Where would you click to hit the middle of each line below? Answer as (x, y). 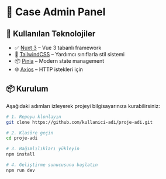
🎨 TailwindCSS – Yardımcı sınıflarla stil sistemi (69, 54)
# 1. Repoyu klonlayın (34, 117)
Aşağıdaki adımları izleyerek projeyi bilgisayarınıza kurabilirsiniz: (83, 106)
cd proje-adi (22, 138)
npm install (20, 154)
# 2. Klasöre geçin (30, 133)
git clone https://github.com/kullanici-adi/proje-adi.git (79, 122)
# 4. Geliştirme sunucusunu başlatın (52, 165)
